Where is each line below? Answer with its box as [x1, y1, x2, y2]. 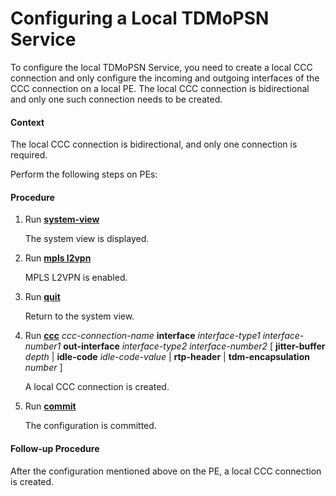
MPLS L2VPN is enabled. [24, 272, 128, 284]
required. [10, 149, 48, 161]
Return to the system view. [24, 310, 135, 322]
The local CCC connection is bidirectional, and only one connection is [10, 138, 298, 151]
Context [10, 116, 45, 128]
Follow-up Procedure [10, 442, 100, 454]
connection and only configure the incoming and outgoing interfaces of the [10, 72, 320, 84]
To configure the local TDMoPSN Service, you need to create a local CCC [10, 61, 313, 73]
